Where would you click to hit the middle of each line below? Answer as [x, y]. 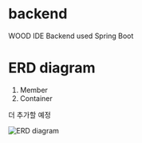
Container [36, 98]
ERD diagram [52, 68]
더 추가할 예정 [30, 114]
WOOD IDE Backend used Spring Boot [71, 36]
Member [34, 90]
